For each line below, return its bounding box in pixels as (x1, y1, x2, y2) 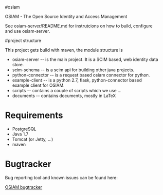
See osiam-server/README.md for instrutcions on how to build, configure (5, 23, 153, 29)
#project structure (5, 38, 41, 43)
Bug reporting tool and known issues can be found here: (5, 175, 118, 180)
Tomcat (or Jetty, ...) (12, 136, 54, 142)
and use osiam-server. (5, 28, 50, 34)
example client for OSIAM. (12, 82, 65, 88)
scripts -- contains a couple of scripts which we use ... (12, 88, 122, 93)
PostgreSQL (12, 126, 36, 132)
